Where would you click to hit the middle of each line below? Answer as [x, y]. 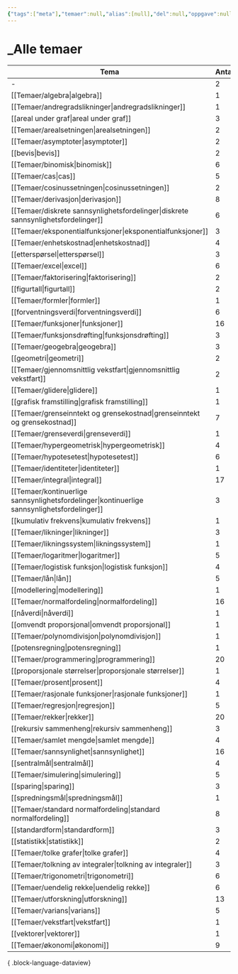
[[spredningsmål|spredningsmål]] [67, 798]
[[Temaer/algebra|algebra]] [57, 95]
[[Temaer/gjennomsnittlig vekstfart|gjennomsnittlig [96, 369]
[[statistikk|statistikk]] [47, 841]
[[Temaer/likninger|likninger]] [60, 532]
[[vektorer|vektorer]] [45, 934]
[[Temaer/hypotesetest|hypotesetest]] [75, 457]
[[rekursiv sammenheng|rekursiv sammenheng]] [92, 728]
